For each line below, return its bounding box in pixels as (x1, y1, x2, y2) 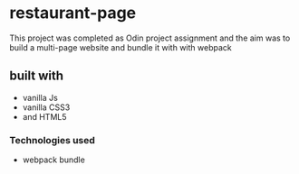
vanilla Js (22, 92, 59, 103)
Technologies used (9, 133, 95, 146)
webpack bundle (22, 154, 86, 165)
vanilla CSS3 (22, 102, 71, 113)
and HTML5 (22, 111, 67, 122)
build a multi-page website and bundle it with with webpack (9, 41, 233, 52)
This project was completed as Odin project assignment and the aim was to (9, 32, 291, 43)
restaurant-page (9, 3, 137, 23)
